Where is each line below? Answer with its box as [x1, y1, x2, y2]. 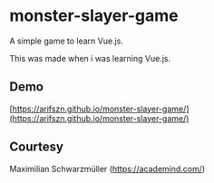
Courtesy [9, 140, 63, 155]
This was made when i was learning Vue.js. [9, 53, 170, 63]
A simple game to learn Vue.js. [9, 35, 124, 46]
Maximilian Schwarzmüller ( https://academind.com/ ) [9, 163, 206, 174]
